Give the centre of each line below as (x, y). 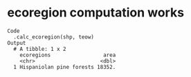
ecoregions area (68, 55)
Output (17, 43)
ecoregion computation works (96, 13)
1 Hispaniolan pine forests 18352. (65, 67)
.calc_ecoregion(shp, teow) (54, 37)
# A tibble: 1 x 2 (40, 49)
